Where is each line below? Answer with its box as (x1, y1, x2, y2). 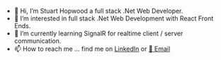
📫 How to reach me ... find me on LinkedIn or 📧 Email (13, 44, 171, 53)
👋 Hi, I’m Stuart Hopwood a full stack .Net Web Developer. (13, 7, 183, 15)
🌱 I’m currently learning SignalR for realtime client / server (13, 29, 183, 37)
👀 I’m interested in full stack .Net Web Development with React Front (13, 14, 214, 23)
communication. (13, 37, 62, 45)
